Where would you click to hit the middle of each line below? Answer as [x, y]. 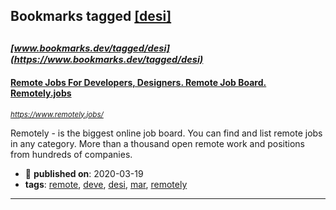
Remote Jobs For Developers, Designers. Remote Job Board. [138, 83]
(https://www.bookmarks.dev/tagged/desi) [107, 59]
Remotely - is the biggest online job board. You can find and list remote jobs [166, 133]
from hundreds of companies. [71, 154]
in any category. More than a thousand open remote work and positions [157, 143]
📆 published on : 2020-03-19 [84, 173]
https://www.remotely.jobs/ [57, 114]
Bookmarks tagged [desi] [91, 16]
